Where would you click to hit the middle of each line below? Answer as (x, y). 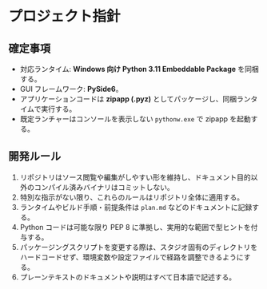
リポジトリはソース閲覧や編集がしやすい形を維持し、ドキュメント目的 (135, 177)
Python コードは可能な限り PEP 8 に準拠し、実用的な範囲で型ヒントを (135, 227)
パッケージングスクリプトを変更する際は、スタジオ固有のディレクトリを (139, 247)
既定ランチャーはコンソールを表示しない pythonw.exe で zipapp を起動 (135, 119)
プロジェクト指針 (65, 16)
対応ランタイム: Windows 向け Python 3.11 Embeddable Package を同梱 (139, 69)
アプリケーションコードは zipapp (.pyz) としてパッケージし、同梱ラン (135, 99)
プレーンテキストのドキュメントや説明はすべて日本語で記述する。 (128, 277)
